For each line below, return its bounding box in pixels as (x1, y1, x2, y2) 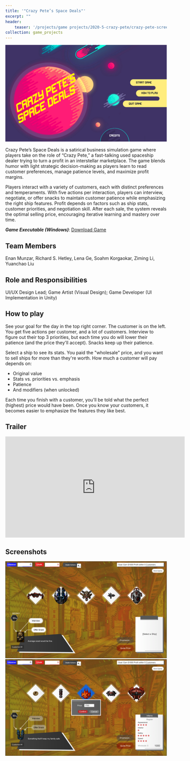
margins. (5, 174, 24, 180)
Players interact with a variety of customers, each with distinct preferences (5, 184, 164, 190)
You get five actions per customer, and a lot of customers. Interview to (5, 329, 154, 335)
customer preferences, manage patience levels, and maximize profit (5, 168, 149, 175)
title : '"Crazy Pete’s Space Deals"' (5, 8, 86, 13)
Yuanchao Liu (5, 261, 34, 267)
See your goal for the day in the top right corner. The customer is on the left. (5, 323, 166, 329)
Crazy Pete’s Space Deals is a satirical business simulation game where (5, 147, 156, 153)
